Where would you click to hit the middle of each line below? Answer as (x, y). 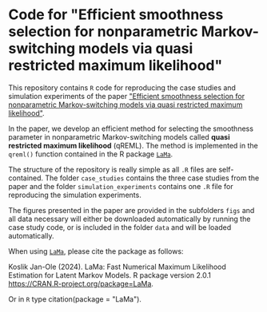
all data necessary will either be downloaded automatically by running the (130, 219)
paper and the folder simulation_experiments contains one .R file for (121, 186)
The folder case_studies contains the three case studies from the (152, 178)
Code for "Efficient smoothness (116, 15)
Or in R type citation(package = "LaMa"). (75, 299)
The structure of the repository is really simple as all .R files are (113, 169)
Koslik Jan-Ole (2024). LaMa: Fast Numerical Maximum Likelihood (117, 267)
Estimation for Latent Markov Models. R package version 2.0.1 (110, 275)
